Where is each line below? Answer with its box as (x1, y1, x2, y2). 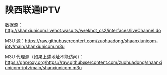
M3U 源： (5, 38, 25, 44)
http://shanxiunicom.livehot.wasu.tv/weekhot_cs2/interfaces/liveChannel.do (5, 27, 161, 33)
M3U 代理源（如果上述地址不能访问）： (5, 53, 84, 60)
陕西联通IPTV (5, 4, 61, 16)
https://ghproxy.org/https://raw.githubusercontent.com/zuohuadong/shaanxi (5, 59, 162, 65)
